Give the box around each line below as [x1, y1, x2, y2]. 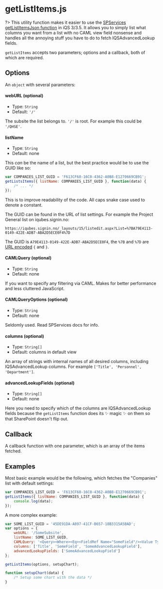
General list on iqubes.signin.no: [5, 216, 69, 222]
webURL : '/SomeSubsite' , [14, 531, 64, 536]
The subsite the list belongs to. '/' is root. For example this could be [5, 118, 142, 124]
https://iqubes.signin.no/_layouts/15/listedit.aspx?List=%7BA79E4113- [5, 226, 153, 231]
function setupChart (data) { [5, 571, 64, 575]
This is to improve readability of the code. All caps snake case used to [5, 197, 146, 203]
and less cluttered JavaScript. [5, 285, 65, 291]
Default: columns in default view [12, 349, 77, 355]
